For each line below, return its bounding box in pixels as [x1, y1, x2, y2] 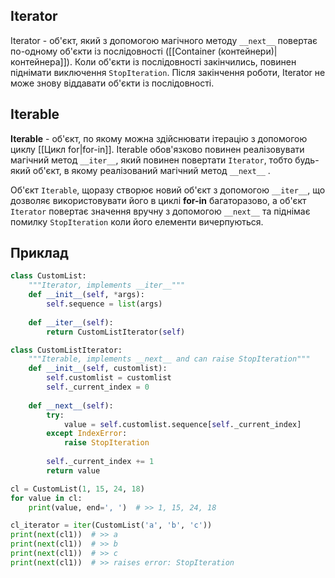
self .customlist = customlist [46, 373, 172, 383]
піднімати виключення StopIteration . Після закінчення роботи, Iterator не [10, 66, 326, 78]
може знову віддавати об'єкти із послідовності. [10, 77, 215, 89]
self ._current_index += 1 [46, 457, 155, 467]
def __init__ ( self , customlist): [28, 364, 168, 374]
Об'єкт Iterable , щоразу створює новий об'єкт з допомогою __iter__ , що [10, 184, 326, 196]
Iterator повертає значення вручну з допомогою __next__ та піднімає [10, 205, 311, 217]
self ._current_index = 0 [46, 382, 150, 393]
